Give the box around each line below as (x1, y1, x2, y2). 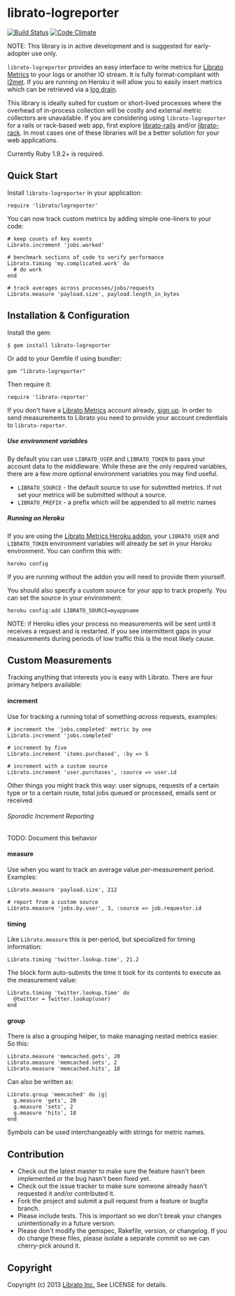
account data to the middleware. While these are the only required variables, (7, 461, 227, 471)
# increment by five (7, 744, 68, 751)
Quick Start (7, 170, 58, 182)
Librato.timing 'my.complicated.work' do (7, 259, 130, 267)
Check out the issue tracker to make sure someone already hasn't (17, 1182, 208, 1190)
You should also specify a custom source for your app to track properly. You (7, 586, 227, 594)
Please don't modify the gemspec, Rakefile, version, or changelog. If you (17, 1227, 227, 1235)
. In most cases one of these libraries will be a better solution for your (20, 128, 220, 137)
